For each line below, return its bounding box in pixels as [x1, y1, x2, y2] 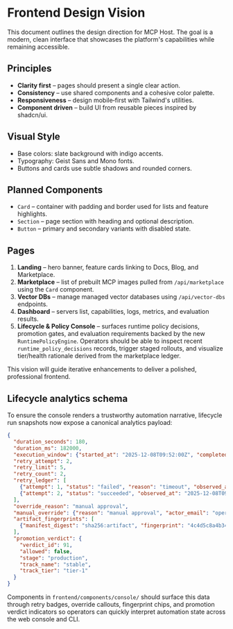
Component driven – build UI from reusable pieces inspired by [17, 103, 196, 112]
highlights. [17, 210, 47, 218]
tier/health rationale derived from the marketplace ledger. [17, 352, 182, 360]
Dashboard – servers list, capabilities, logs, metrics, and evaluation [17, 308, 209, 316]
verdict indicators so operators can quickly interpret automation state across [7, 607, 226, 616]
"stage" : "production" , [19, 554, 89, 562]
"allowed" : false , [19, 548, 73, 555]
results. [17, 314, 40, 324]
